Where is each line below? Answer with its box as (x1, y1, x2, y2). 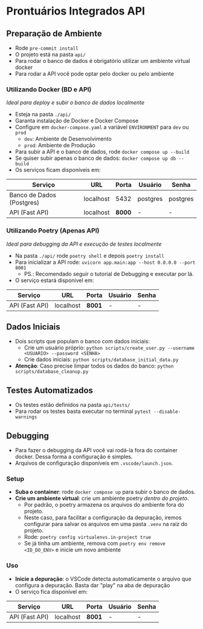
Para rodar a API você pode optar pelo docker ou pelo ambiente (14, 70, 174, 77)
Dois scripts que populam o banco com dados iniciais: (14, 338, 150, 345)
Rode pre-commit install (14, 44, 79, 51)
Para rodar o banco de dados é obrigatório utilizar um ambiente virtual (14, 58, 190, 64)
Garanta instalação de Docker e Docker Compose (14, 117, 139, 125)
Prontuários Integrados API (6, 4, 145, 18)
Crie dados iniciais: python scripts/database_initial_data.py (24, 356, 179, 363)
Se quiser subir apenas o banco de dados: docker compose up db (14, 154, 176, 162)
